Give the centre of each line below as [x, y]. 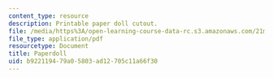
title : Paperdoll [38, 54]
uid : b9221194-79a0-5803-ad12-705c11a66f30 [83, 62]
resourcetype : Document [49, 46]
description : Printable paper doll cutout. [83, 24]
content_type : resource [49, 16]
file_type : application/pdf [56, 39]
